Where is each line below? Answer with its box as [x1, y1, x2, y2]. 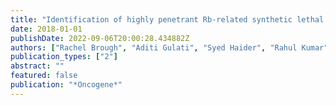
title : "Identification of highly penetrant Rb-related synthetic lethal [10, 14, 325, 25]
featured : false [10, 71, 78, 81]
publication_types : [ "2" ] [10, 52, 118, 62]
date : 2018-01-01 [10, 24, 83, 34]
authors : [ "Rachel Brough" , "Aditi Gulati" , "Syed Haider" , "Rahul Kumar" [10, 42, 329, 53]
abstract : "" [10, 61, 65, 71]
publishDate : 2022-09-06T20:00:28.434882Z [10, 33, 190, 43]
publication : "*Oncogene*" [10, 80, 123, 90]
